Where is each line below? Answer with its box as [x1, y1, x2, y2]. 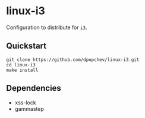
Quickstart [6, 41, 47, 51]
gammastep [14, 105, 45, 112]
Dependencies [6, 83, 61, 93]
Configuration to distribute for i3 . [6, 24, 87, 31]
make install [6, 67, 39, 73]
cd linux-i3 [6, 62, 36, 68]
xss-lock [14, 99, 37, 106]
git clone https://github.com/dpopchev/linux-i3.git [6, 56, 140, 63]
